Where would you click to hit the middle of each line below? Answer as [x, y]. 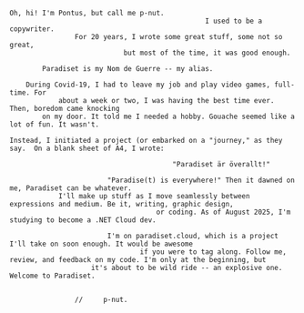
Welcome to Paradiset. [52, 276]
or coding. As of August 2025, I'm [223, 212]
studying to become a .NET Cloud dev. [83, 220]
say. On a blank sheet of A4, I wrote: [87, 148]
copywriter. [32, 29]
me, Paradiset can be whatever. [71, 188]
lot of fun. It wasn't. [55, 125]
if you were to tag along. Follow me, [213, 252]
